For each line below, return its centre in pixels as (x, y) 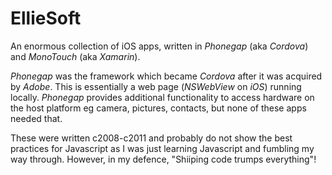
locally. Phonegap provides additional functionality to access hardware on (162, 97)
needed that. (36, 118)
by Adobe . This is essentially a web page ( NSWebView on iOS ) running (156, 86)
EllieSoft (46, 18)
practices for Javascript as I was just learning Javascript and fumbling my (162, 148)
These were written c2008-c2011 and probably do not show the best (151, 138)
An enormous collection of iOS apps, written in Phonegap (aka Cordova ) (159, 46)
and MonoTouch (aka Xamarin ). (75, 56)
